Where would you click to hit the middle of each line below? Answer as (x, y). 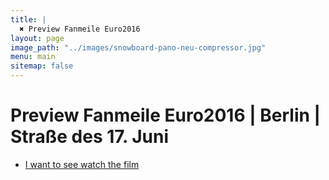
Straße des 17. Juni (90, 137)
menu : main (33, 57)
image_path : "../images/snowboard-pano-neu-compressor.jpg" (138, 47)
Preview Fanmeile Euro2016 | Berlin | (165, 115)
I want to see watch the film (82, 164)
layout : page (37, 38)
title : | (28, 19)
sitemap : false (42, 66)
